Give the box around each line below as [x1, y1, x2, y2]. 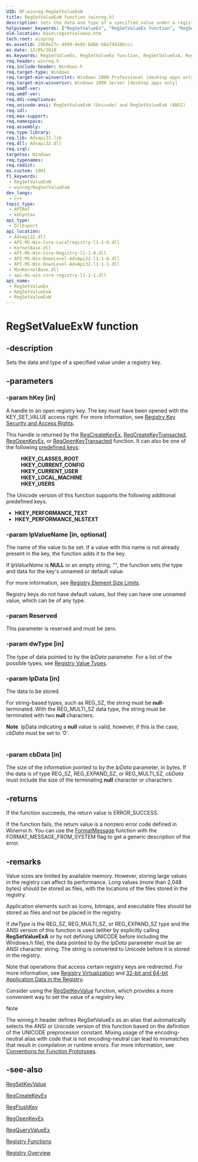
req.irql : [6, 146, 31, 152]
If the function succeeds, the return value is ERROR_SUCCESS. [6, 809, 159, 816]
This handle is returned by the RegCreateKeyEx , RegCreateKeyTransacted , [6, 431, 187, 438]
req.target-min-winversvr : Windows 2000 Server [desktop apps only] [6, 80, 178, 86]
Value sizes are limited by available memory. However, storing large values [6, 872, 187, 879]
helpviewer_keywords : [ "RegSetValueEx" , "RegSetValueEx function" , [6, 25, 176, 31]
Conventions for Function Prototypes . [6, 1047, 97, 1054]
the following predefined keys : [6, 444, 80, 451]
